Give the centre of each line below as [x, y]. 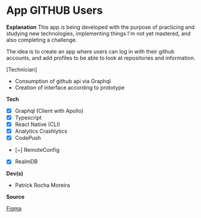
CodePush [28, 138]
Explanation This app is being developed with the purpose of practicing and [100, 27]
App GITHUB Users [55, 11]
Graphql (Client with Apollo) [49, 111]
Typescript [28, 117]
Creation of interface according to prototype [70, 87]
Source [16, 197]
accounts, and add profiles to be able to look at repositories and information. [101, 58]
